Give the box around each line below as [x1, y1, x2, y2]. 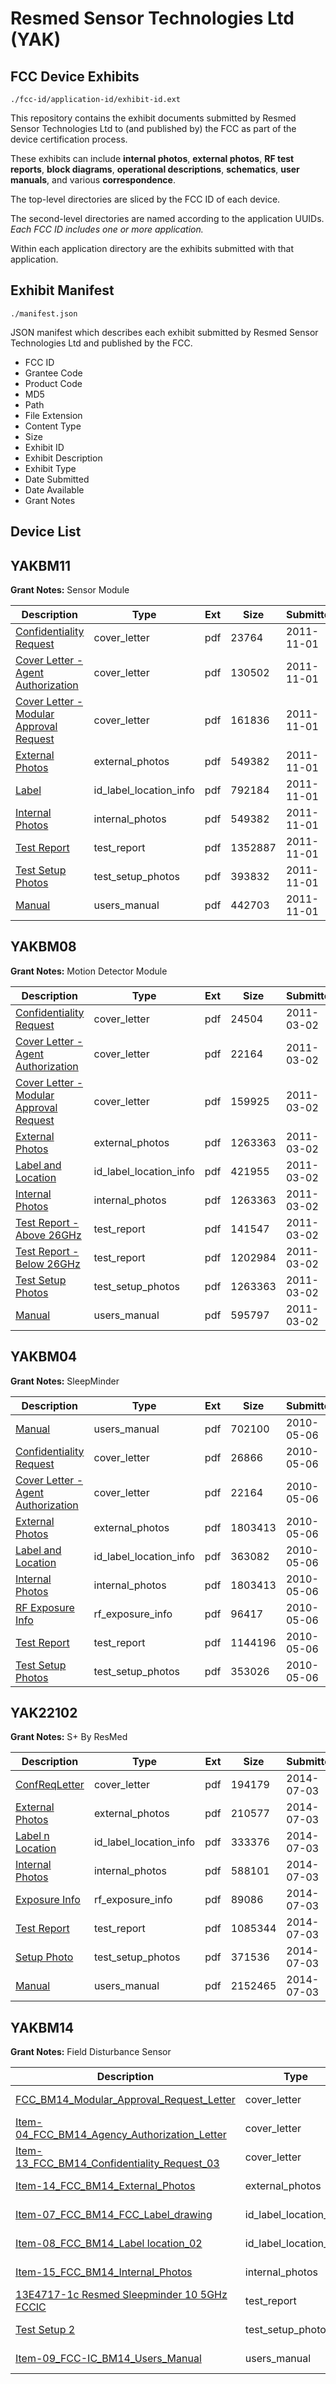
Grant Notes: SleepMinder [10, 1375, 120, 1387]
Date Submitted [24, 473, 90, 485]
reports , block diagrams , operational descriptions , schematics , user [10, 163, 300, 175]
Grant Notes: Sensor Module [10, 584, 130, 596]
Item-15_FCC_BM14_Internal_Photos [15, 2265, 193, 2279]
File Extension [24, 409, 83, 421]
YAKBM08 [10, 938, 77, 956]
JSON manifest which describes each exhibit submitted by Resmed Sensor [10, 326, 319, 338]
